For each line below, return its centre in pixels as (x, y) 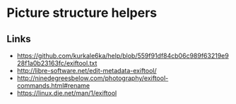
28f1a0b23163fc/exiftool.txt (57, 63)
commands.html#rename (53, 85)
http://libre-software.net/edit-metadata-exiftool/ (87, 71)
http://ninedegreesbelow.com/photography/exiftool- (93, 78)
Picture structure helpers (82, 13)
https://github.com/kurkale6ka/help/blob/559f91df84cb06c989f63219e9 (123, 56)
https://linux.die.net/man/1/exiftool (67, 93)
